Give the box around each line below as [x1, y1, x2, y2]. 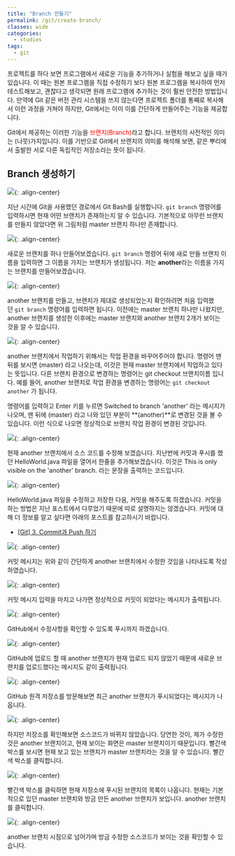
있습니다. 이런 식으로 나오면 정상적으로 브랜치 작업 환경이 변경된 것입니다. [7, 419, 207, 427]
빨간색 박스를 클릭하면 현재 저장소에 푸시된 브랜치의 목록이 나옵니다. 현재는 [7, 785, 211, 794]
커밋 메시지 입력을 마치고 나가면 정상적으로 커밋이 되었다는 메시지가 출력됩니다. [7, 595, 222, 603]
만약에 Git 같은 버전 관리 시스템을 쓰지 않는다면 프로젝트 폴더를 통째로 [16, 95, 206, 104]
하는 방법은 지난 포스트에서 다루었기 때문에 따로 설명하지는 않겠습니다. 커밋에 [7, 504, 217, 512]
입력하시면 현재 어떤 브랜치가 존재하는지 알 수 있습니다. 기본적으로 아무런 [7, 211, 205, 219]
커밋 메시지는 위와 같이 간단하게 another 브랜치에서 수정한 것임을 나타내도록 [7, 557, 215, 565]
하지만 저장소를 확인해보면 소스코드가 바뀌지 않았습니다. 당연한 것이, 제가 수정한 [7, 730, 224, 738]
